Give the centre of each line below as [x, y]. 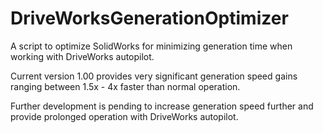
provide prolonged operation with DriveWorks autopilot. [124, 116]
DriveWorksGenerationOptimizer [149, 18]
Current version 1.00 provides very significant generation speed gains [154, 76]
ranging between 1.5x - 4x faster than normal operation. [125, 86]
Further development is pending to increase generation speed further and [162, 106]
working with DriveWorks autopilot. [82, 56]
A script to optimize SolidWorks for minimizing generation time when [151, 46]
